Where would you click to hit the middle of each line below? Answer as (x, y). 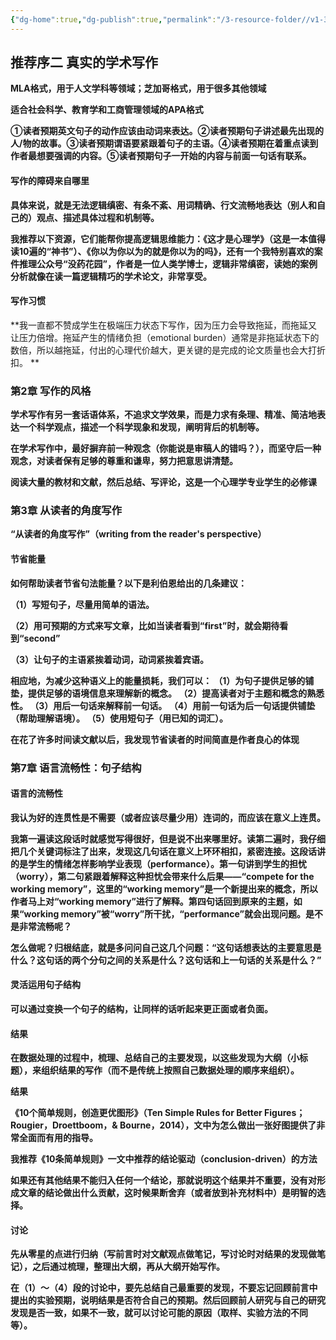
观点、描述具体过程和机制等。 (98, 217)
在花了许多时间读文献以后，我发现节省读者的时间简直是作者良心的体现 (155, 739)
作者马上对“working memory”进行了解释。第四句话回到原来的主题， (152, 901)
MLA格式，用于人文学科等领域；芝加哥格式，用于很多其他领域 (138, 88)
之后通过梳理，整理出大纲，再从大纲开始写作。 (128, 1267)
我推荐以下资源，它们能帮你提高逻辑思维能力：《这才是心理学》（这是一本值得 (168, 238)
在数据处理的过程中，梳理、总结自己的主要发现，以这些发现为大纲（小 (155, 1058)
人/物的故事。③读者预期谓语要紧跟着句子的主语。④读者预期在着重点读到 (164, 143)
